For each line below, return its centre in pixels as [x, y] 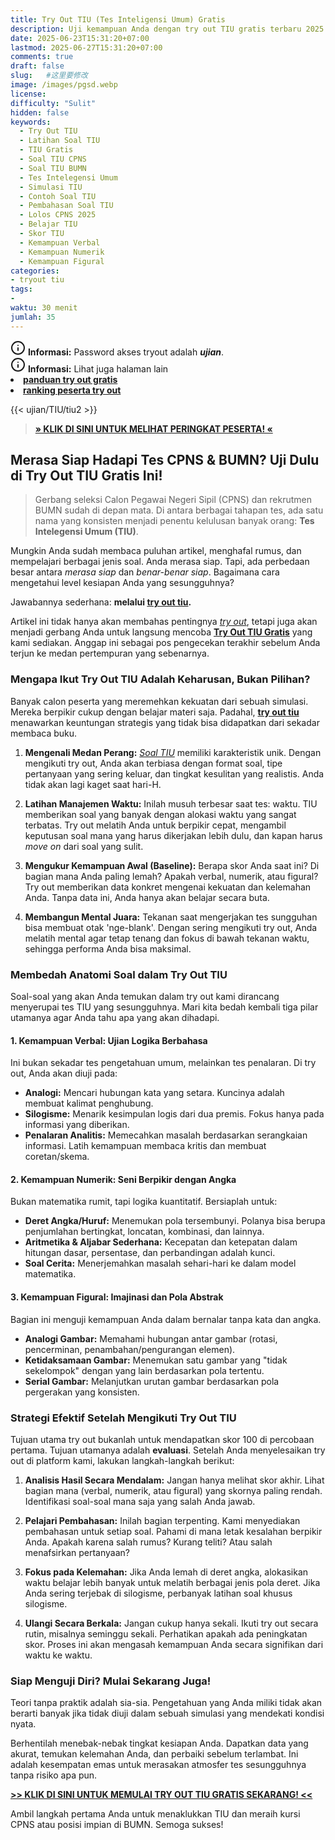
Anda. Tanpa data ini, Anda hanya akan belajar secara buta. [147, 897]
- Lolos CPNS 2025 [58, 215]
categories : [35, 271]
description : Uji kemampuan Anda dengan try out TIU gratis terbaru [156, 29]
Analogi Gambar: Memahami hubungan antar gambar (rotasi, [151, 1338]
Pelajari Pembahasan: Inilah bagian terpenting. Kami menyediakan [162, 1520]
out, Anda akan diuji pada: [64, 1073]
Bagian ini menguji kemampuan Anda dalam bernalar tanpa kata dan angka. [166, 1319]
